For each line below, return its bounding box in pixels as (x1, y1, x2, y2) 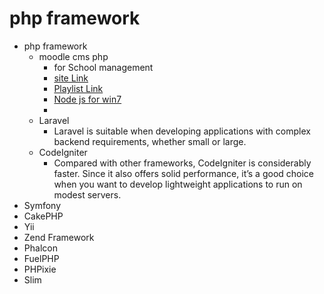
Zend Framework (23, 231, 95, 243)
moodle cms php (38, 50, 109, 62)
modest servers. (53, 188, 122, 201)
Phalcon (23, 242, 58, 254)
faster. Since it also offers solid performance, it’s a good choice (53, 167, 315, 179)
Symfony (23, 199, 62, 211)
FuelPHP (23, 252, 60, 264)
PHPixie (23, 263, 57, 275)
